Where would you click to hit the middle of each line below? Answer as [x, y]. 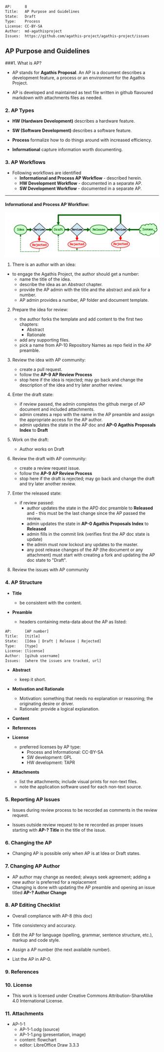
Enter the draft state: [33, 394]
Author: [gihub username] [32, 656]
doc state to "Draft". [47, 560]
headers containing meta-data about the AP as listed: [73, 622]
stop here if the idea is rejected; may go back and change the [81, 380]
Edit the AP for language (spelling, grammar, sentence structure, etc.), [82, 935]
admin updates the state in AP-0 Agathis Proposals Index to [88, 524]
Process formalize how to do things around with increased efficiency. [82, 140]
